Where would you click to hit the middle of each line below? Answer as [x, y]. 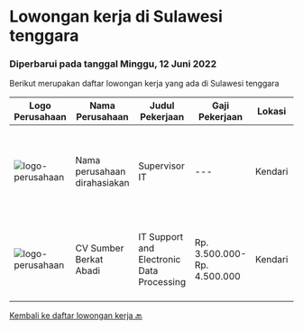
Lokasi [271, 112]
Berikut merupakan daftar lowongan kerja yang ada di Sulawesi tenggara [144, 84]
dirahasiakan [102, 183]
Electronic [160, 260]
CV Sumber [100, 248]
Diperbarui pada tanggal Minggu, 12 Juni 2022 [113, 64]
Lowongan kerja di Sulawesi [116, 17]
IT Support [161, 237]
